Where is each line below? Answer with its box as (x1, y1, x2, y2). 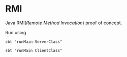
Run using (5, 29, 26, 35)
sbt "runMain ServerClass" (5, 39, 62, 44)
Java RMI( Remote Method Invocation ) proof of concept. (5, 20, 122, 26)
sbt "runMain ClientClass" (5, 48, 62, 53)
